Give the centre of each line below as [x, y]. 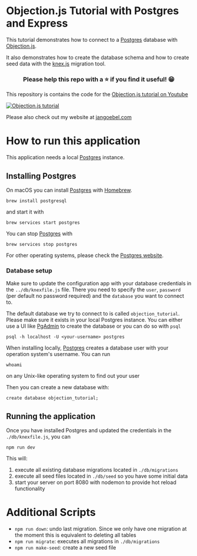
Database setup [29, 271]
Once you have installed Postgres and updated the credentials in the [89, 430]
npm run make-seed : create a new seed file [65, 548]
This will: [17, 459]
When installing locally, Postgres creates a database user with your [87, 348]
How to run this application [73, 141]
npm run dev [21, 448]
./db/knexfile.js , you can [38, 437]
